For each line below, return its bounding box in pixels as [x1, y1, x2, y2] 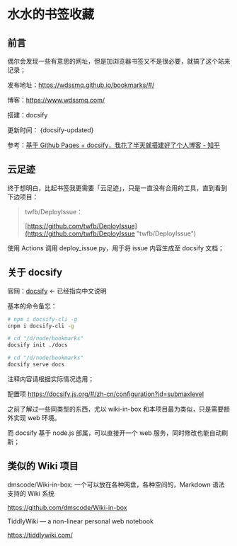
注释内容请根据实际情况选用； [7, 374, 94, 383]
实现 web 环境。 [13, 413, 61, 422]
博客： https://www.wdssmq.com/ [7, 96, 105, 104]
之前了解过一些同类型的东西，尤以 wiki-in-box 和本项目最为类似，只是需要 [7, 405, 224, 413]
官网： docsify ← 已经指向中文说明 [7, 286, 108, 295]
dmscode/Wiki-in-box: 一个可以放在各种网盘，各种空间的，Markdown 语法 [7, 480, 225, 489]
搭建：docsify [7, 111, 48, 119]
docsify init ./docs [7, 342, 69, 349]
